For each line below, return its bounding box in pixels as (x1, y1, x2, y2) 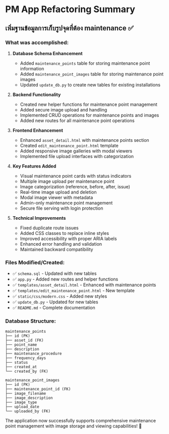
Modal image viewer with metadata (20, 194, 93, 201)
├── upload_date (5, 404, 39, 410)
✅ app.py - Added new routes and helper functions (12, 276, 119, 282)
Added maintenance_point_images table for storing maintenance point (20, 71, 164, 77)
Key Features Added (12, 163, 57, 169)
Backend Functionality (12, 91, 61, 97)
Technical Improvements (12, 215, 66, 221)
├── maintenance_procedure (5, 351, 62, 357)
